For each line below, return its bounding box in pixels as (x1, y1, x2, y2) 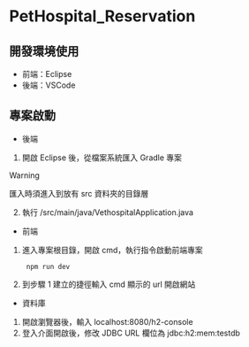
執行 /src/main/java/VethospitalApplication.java (21, 206, 194, 218)
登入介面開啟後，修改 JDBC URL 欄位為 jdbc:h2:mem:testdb (21, 328, 241, 338)
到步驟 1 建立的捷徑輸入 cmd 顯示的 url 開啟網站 (21, 279, 196, 289)
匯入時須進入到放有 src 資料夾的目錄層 (9, 188, 149, 198)
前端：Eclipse (21, 69, 72, 79)
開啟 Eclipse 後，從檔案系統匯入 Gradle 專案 (21, 152, 183, 163)
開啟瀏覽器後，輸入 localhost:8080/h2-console (21, 316, 193, 327)
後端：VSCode (21, 80, 76, 90)
